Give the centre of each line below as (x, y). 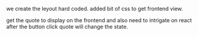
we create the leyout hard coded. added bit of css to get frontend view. (94, 9)
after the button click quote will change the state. (67, 27)
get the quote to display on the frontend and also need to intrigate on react (99, 20)
